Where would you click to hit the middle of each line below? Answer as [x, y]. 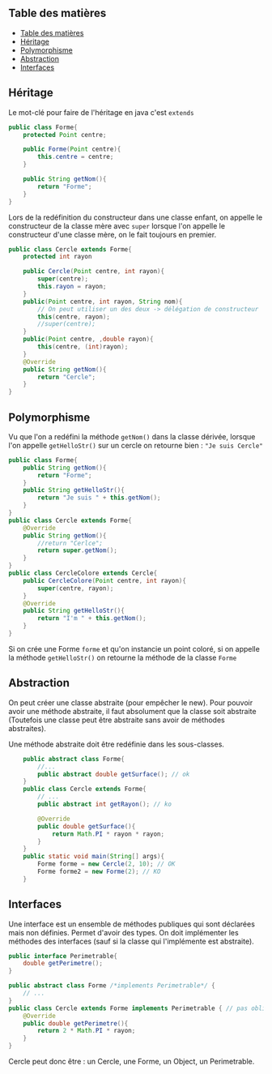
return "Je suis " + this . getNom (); [99, 498]
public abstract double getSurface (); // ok [114, 774]
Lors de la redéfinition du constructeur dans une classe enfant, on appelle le [136, 217]
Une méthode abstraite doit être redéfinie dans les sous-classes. [117, 744]
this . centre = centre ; [76, 157]
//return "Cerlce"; [70, 543]
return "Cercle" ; [66, 377]
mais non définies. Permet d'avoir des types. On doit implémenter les [123, 932]
